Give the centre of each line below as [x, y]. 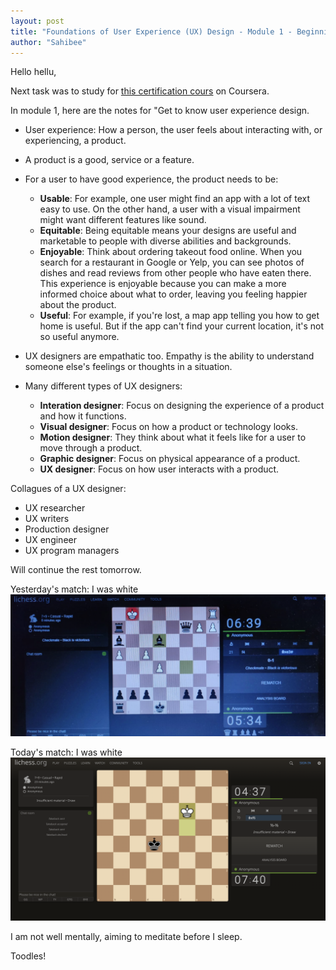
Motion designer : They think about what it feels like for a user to [173, 437]
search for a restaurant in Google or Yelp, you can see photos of [172, 262]
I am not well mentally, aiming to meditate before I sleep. [126, 936]
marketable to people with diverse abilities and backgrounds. [165, 241]
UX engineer [50, 540]
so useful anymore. [79, 337]
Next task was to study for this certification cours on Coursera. [140, 91]
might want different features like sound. [123, 220]
